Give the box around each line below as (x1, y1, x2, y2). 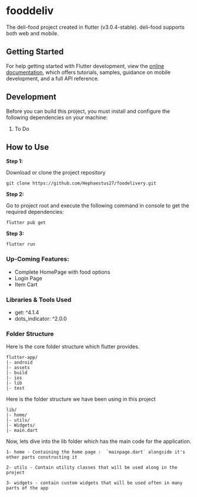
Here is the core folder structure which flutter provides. (6, 343, 140, 350)
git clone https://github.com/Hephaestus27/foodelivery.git (6, 180, 157, 186)
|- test (6, 385, 25, 391)
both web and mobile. (6, 29, 59, 36)
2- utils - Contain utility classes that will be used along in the (6, 465, 178, 471)
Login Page (14, 274, 42, 281)
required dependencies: (6, 209, 64, 216)
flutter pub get (6, 220, 46, 226)
